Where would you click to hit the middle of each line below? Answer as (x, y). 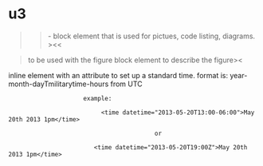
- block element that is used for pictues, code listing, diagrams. (151, 36)
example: (98, 98)
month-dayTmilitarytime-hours (59, 84)
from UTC (127, 84)
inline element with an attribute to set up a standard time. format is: (118, 75)
